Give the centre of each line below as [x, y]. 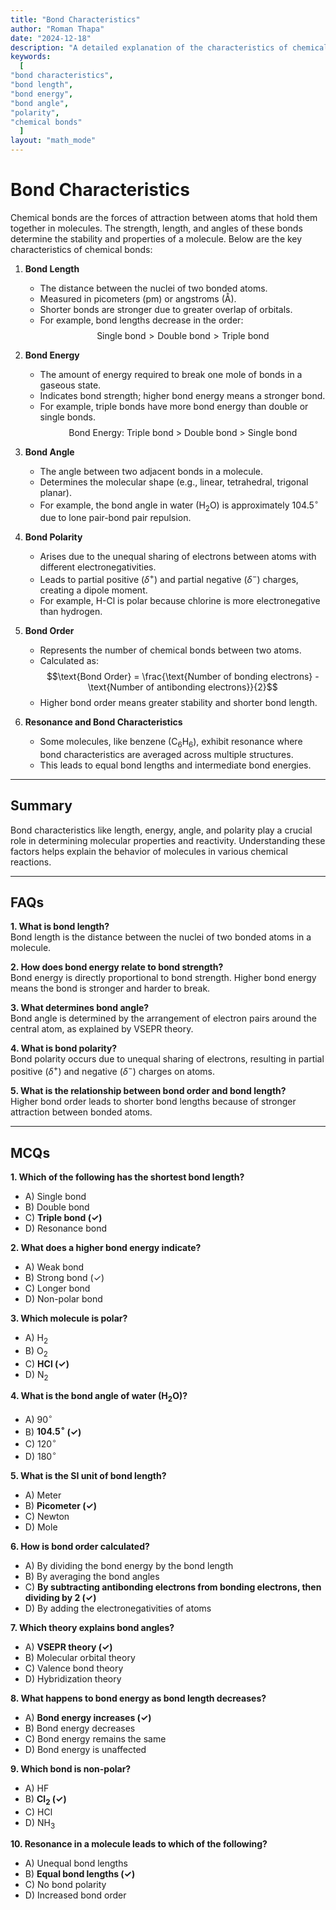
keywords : [31, 57]
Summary [41, 806]
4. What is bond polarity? [64, 1048]
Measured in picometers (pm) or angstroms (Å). [138, 298]
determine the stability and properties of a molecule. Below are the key [156, 238]
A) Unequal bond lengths [76, 1863]
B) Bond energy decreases [80, 1728]
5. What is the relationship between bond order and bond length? [148, 1091]
